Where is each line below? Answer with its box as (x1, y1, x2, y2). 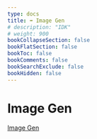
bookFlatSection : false (7, 43, 78, 50)
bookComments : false (7, 57, 69, 64)
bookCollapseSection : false (7, 37, 91, 44)
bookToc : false (7, 50, 52, 57)
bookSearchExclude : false (7, 63, 84, 70)
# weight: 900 (7, 30, 50, 38)
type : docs (7, 10, 40, 18)
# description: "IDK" (7, 23, 72, 30)
